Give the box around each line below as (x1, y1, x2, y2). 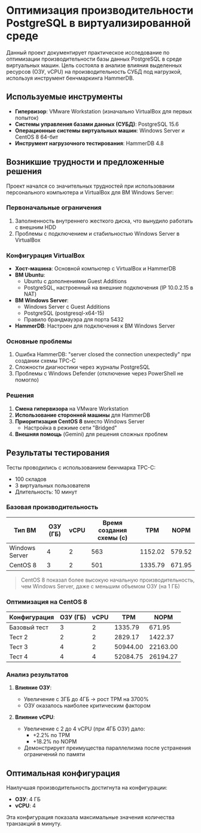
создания (98, 526, 127, 534)
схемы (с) (98, 533, 128, 542)
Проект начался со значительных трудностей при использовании (6, 182, 175, 190)
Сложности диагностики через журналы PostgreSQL (14, 363, 151, 371)
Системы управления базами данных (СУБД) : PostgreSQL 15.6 (14, 121, 179, 128)
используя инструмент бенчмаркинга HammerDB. (6, 74, 135, 82)
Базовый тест (9, 623, 49, 631)
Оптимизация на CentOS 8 (6, 597, 88, 606)
